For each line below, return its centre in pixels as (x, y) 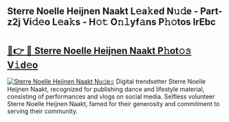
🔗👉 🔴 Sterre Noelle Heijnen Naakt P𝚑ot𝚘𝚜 (99, 51)
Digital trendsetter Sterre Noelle (161, 81)
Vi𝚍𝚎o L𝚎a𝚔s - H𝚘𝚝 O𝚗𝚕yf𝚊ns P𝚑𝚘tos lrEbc (119, 22)
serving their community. (42, 111)
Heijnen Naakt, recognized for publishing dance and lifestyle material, (106, 89)
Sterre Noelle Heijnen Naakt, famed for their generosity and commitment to (113, 104)
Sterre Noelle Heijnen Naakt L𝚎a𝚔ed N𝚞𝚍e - (102, 11)
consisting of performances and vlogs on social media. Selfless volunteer (111, 96)
